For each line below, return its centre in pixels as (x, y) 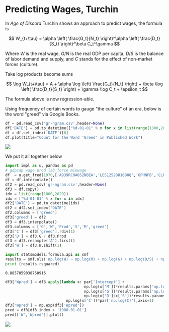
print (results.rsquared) (32, 264)
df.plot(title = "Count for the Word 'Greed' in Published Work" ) (74, 137)
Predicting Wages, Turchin (62, 9)
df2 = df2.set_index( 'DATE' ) (36, 208)
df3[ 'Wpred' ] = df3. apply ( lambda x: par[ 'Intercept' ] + (65, 282)
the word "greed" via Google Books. (43, 114)
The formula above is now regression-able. (50, 99)
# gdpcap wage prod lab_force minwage (46, 171)
